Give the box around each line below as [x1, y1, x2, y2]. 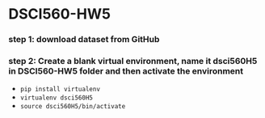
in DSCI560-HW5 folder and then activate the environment [8, 65, 244, 77]
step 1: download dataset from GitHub [8, 34, 160, 45]
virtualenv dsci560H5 [19, 94, 93, 102]
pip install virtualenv [19, 86, 101, 94]
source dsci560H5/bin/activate [19, 103, 126, 111]
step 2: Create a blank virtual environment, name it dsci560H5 [8, 56, 258, 67]
